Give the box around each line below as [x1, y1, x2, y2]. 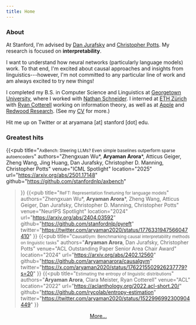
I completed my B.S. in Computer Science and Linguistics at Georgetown [6, 88, 181, 95]
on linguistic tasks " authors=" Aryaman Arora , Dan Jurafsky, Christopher [20, 239, 189, 246]
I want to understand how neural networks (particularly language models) [6, 59, 183, 66]
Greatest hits [6, 133, 44, 141]
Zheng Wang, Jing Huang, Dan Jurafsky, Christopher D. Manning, [6, 159, 164, 166]
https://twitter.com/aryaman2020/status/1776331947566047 [42, 227, 188, 234]
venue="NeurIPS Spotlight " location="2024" [20, 208, 128, 215]
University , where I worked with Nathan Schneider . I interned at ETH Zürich [6, 95, 187, 102]
